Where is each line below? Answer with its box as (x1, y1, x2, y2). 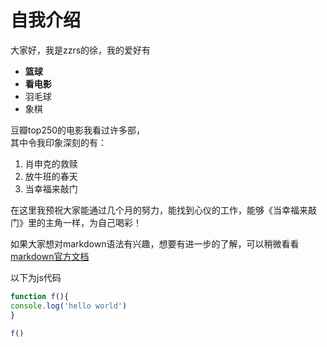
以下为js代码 (10, 271, 62, 283)
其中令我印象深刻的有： (10, 136, 107, 148)
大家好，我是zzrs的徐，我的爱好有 (10, 44, 152, 56)
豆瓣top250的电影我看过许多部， (10, 124, 146, 136)
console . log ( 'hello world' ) (10, 301, 128, 311)
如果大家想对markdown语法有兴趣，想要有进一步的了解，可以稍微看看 (10, 237, 300, 250)
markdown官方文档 (10, 250, 90, 262)
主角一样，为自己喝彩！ (44, 216, 142, 228)
